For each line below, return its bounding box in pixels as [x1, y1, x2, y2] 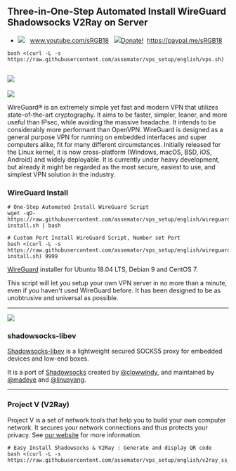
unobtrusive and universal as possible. [7, 293, 119, 302]
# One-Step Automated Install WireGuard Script [7, 203, 150, 210]
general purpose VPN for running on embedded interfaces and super [7, 133, 207, 141]
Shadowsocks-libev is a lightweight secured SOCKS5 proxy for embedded [7, 347, 223, 356]
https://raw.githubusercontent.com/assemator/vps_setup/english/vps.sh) [7, 56, 225, 63]
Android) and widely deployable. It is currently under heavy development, [7, 155, 220, 164]
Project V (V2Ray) [7, 400, 70, 410]
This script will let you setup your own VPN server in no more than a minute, [7, 278, 228, 287]
